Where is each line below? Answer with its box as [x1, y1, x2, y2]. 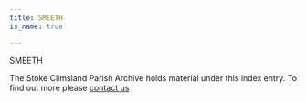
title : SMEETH [9, 13, 64, 23]
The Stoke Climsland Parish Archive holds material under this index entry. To [9, 72, 298, 83]
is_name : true [9, 22, 64, 31]
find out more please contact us [9, 82, 130, 93]
